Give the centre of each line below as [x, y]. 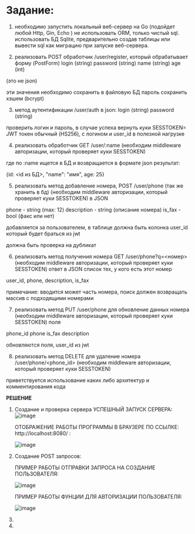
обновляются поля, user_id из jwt [48, 345]
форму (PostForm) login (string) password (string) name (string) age [97, 63]
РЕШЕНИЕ [19, 398]
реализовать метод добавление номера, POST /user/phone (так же [99, 186]
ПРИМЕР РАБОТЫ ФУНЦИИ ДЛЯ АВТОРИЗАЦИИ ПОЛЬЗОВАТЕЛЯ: [98, 496]
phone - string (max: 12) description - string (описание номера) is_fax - [93, 209]
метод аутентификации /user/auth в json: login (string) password [94, 110]
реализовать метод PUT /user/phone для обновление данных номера [102, 309]
